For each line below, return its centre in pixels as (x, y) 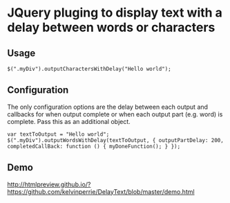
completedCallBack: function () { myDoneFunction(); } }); (94, 146)
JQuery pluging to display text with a (115, 13)
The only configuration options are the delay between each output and (108, 107)
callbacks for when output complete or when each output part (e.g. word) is (115, 114)
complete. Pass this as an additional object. (69, 121)
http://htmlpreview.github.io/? (49, 184)
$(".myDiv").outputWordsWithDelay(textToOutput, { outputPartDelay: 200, (116, 140)
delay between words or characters (111, 27)
